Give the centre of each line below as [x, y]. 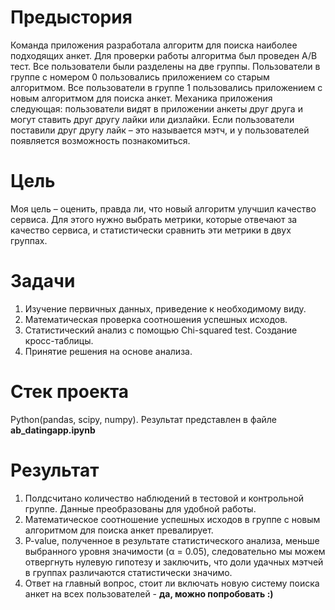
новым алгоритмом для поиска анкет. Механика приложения [141, 98]
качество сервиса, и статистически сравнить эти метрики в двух [151, 230]
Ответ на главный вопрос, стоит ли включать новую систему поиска [172, 583]
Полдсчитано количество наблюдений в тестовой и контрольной [164, 498]
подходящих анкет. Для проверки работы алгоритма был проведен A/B [164, 55]
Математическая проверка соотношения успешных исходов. [156, 319]
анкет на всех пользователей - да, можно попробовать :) [149, 593]
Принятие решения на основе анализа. [108, 351]
